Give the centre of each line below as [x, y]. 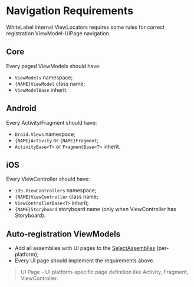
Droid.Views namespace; [45, 134]
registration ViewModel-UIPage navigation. [58, 33]
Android [21, 109]
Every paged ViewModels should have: [54, 66]
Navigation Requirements [70, 11]
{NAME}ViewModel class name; [50, 84]
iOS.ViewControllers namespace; [55, 191]
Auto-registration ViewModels [63, 234]
